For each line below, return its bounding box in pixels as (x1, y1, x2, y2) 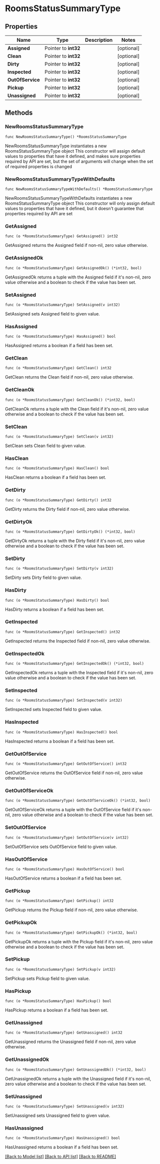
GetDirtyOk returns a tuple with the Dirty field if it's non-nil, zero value (5, 538, 145, 543)
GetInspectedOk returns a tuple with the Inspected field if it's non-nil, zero (5, 670, 154, 676)
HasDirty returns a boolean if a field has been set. (5, 606, 105, 612)
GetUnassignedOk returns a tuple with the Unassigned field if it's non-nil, (5, 1076, 151, 1081)
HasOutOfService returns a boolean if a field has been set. (5, 875, 122, 881)
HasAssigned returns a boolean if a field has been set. (5, 343, 113, 348)
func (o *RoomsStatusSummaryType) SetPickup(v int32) (5, 967, 116, 972)
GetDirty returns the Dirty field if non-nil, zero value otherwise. (5, 506, 130, 512)
